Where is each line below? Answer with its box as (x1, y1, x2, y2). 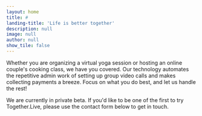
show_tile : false (6, 43, 50, 49)
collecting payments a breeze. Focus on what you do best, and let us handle (6, 78, 197, 85)
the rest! (6, 85, 27, 92)
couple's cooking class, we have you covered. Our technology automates (6, 65, 189, 72)
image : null (6, 31, 36, 37)
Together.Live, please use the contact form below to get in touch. (6, 103, 169, 110)
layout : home (6, 8, 39, 15)
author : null (6, 37, 39, 43)
